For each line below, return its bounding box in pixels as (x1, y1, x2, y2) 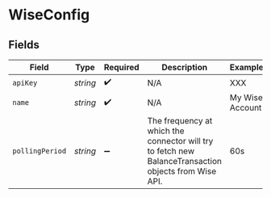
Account (229, 103, 262, 113)
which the (147, 125, 185, 136)
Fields (8, 38, 40, 52)
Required (103, 62, 140, 73)
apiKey (12, 78, 38, 87)
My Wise (229, 92, 264, 103)
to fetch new (147, 145, 195, 157)
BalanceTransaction (147, 156, 222, 166)
